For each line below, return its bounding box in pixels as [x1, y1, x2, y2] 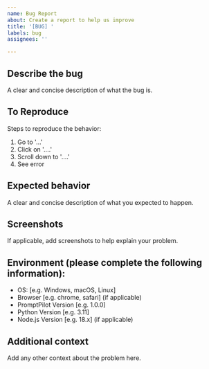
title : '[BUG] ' [7, 23, 54, 30]
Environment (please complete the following [7, 257, 203, 269]
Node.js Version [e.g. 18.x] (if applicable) [17, 316, 134, 324]
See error [17, 160, 45, 168]
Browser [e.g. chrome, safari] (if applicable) [17, 294, 142, 302]
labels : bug [7, 29, 42, 37]
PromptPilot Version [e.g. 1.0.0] [17, 300, 106, 309]
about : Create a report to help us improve [7, 17, 135, 24]
